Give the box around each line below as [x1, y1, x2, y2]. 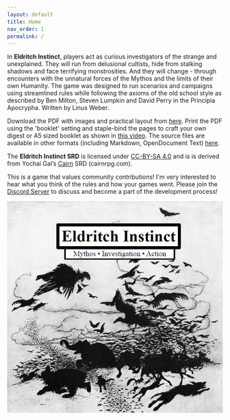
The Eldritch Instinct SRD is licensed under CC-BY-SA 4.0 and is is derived [7, 152, 220, 161]
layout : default [7, 11, 53, 18]
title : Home [7, 18, 41, 25]
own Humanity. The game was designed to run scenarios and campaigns [7, 82, 214, 90]
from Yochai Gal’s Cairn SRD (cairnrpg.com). [7, 159, 133, 168]
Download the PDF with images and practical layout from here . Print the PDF [7, 117, 222, 125]
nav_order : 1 [7, 25, 44, 32]
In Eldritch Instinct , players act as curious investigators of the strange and [7, 52, 217, 61]
